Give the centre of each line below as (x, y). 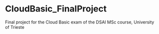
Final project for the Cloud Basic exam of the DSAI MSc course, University (80, 22)
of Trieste (15, 27)
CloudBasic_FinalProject (56, 9)
